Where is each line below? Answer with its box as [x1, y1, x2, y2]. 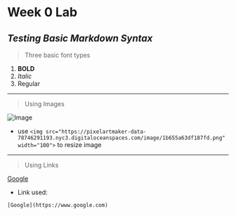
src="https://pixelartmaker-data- [45, 128, 147, 135]
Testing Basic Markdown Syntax [7, 32, 153, 44]
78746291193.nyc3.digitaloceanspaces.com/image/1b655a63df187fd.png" [17, 134, 226, 141]
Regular [17, 80, 41, 88]
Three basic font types [24, 51, 91, 59]
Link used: [17, 188, 48, 196]
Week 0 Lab [7, 4, 78, 20]
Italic [17, 72, 32, 80]
